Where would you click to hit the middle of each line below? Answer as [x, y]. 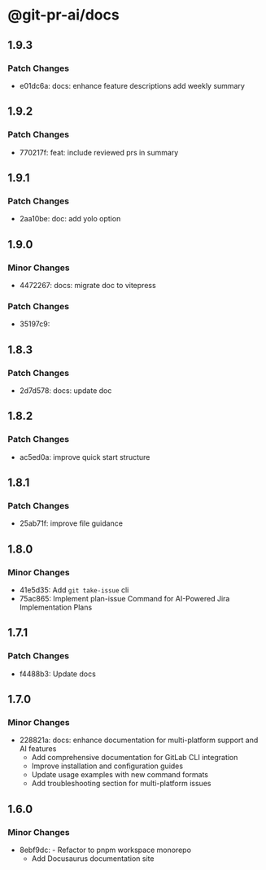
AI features [38, 749]
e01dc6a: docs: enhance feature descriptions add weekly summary [132, 85]
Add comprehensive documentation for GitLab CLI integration [135, 758]
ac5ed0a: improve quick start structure [85, 457]
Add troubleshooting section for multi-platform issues [121, 784]
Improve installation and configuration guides [107, 766]
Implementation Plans [56, 607]
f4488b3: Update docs [58, 674]
